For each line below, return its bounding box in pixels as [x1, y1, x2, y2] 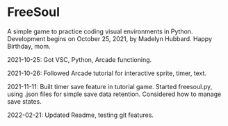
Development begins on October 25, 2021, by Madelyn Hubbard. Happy [7, 34, 213, 42]
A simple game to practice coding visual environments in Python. [7, 27, 193, 36]
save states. [7, 97, 42, 105]
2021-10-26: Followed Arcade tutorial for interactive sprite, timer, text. [7, 69, 207, 77]
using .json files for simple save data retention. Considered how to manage [7, 90, 222, 98]
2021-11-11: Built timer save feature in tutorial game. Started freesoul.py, [7, 82, 213, 90]
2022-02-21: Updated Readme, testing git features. [7, 111, 154, 119]
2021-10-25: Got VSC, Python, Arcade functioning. [7, 55, 152, 63]
